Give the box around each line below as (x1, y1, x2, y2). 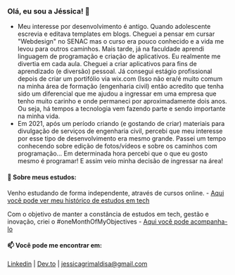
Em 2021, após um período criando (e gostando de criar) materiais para (17, 120, 225, 128)
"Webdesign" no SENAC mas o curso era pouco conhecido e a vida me (17, 37, 224, 46)
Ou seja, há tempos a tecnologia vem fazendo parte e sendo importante (17, 105, 226, 113)
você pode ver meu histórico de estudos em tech (7, 196, 150, 205)
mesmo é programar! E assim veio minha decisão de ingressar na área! (17, 157, 224, 165)
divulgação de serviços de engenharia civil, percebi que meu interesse (17, 127, 223, 136)
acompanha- (190, 217, 228, 226)
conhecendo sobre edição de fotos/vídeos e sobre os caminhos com (17, 142, 217, 151)
